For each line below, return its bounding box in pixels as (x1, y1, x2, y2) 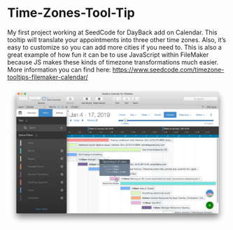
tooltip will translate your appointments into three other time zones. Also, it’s (7, 35, 226, 43)
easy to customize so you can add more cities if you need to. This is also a (7, 43, 222, 51)
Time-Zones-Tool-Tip (7, 5, 135, 21)
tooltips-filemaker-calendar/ (7, 72, 89, 81)
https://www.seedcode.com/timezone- (112, 65, 225, 74)
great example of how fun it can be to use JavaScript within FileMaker (7, 50, 209, 59)
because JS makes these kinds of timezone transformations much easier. (7, 57, 219, 66)
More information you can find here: (7, 65, 111, 74)
